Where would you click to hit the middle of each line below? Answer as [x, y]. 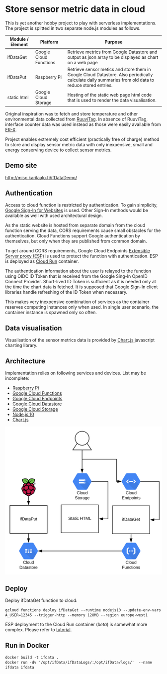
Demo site [21, 166]
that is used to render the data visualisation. [112, 100]
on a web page [83, 62]
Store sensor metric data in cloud [75, 9]
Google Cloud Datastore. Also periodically [110, 74]
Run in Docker [27, 645]
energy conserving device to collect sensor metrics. [58, 150]
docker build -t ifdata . [32, 658]
